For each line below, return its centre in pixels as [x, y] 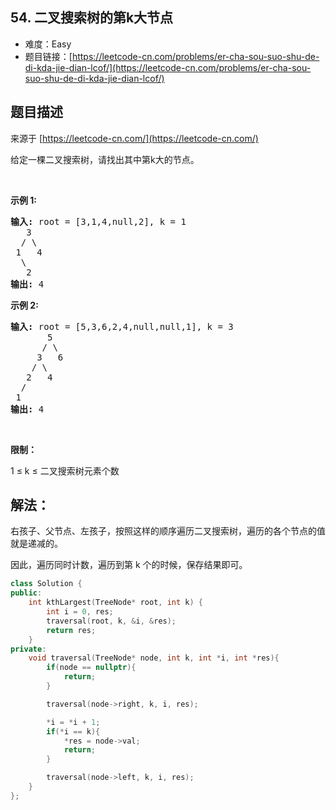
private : [28, 649]
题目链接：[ [48, 56]
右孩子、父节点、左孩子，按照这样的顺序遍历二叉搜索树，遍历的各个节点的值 [168, 531]
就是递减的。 [36, 544]
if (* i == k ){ [73, 731]
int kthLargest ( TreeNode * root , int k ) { [115, 603]
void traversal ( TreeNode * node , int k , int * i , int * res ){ [154, 658]
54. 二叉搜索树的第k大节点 [92, 18]
